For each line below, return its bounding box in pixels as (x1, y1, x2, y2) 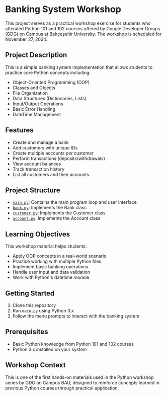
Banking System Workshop (5, 4, 122, 15)
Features (5, 126, 34, 134)
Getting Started (5, 289, 55, 297)
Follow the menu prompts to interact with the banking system (12, 313, 140, 319)
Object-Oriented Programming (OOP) (12, 79, 90, 85)
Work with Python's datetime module (12, 274, 90, 280)
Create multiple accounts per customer (12, 150, 94, 156)
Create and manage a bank (12, 139, 69, 145)
